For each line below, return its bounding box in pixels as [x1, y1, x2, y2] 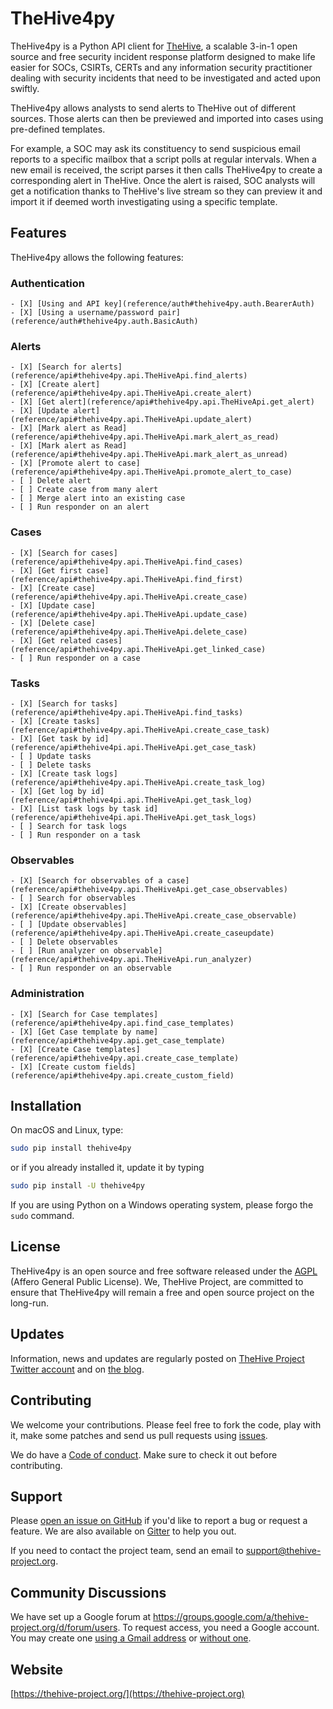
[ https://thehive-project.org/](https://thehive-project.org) [10, 1687, 245, 1699]
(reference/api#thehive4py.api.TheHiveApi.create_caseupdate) [10, 928, 275, 939]
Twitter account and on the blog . [10, 1363, 145, 1375]
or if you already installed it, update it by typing [10, 1162, 205, 1174]
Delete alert [36, 476, 92, 486]
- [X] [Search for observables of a [10, 876, 163, 886]
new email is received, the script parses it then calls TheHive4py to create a [10, 163, 323, 176]
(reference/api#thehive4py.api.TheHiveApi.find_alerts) [10, 371, 248, 381]
